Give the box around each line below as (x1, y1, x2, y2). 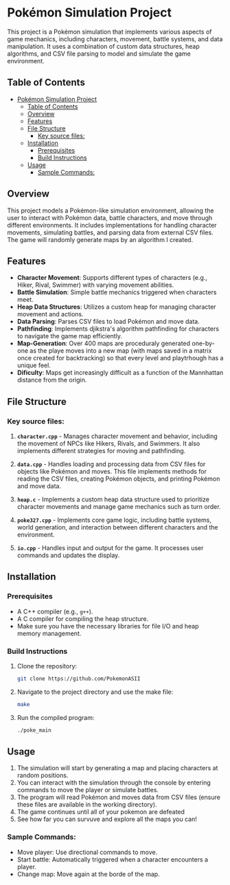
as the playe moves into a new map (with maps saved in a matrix (30, 347, 212, 355)
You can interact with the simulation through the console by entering (16, 778, 211, 787)
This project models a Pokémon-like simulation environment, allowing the (7, 206, 214, 215)
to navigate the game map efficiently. (16, 332, 122, 340)
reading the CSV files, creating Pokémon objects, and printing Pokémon (16, 474, 220, 483)
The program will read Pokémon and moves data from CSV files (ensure (16, 793, 221, 802)
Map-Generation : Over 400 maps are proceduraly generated (16, 339, 191, 348)
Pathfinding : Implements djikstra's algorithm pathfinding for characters (16, 325, 220, 333)
